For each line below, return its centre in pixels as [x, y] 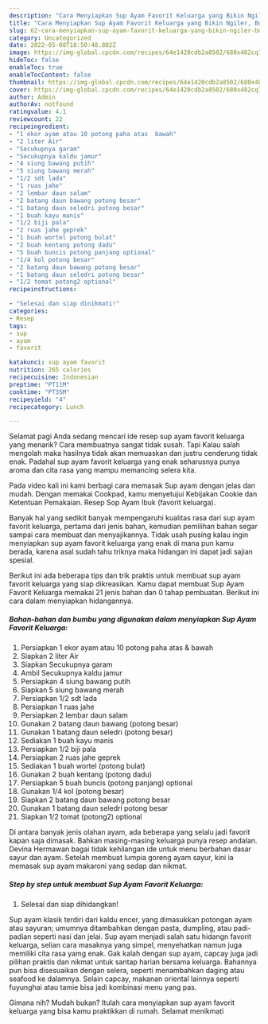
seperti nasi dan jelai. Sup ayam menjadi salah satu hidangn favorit [142, 936]
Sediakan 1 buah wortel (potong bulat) [83, 766]
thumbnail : [27, 82]
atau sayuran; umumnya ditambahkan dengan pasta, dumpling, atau [120, 929]
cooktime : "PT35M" [39, 392]
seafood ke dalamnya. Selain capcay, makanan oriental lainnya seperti [124, 979]
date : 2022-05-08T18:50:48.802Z [62, 45]
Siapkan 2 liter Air [49, 656]
